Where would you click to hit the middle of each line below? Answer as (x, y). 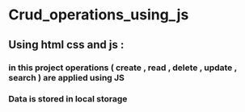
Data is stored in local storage (68, 99)
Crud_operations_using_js (99, 15)
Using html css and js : (66, 45)
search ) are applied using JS (67, 77)
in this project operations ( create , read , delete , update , (122, 68)
